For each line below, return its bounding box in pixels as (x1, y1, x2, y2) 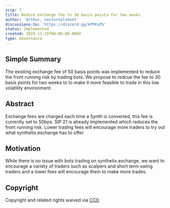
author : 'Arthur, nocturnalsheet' (5, 17, 79, 22)
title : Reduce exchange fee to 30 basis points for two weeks (5, 12, 141, 17)
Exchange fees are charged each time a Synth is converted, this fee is (5, 113, 153, 119)
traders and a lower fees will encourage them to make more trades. (5, 169, 147, 175)
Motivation (5, 144, 41, 153)
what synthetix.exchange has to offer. (5, 129, 85, 135)
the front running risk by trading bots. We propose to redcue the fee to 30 (5, 74, 161, 80)
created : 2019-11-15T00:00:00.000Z (5, 31, 81, 36)
